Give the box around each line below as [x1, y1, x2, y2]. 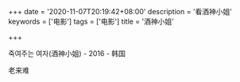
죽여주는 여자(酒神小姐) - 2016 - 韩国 [8, 49, 126, 58]
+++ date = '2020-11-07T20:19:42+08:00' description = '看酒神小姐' [8, 7, 233, 16]
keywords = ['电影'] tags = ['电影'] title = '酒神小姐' [8, 17, 175, 26]
